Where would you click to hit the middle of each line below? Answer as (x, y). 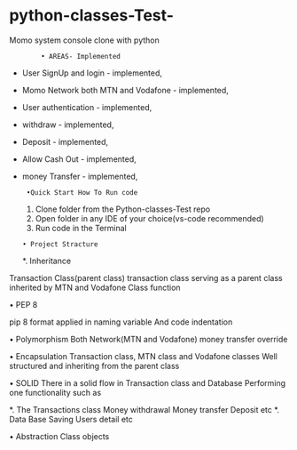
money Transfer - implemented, (80, 176)
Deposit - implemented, (65, 141)
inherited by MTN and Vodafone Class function (95, 287)
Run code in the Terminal (81, 228)
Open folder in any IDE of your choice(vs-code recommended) (149, 218)
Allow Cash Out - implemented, (79, 159)
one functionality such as (55, 392)
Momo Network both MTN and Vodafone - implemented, (125, 90)
